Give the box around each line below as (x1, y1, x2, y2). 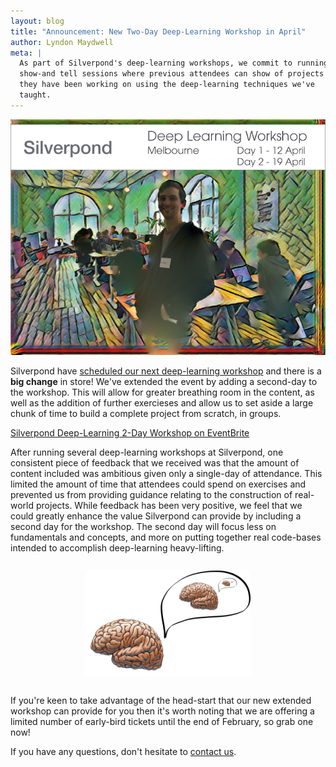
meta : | (10, 48, 43, 58)
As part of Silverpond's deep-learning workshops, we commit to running (19, 58, 329, 69)
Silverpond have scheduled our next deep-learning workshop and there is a (10, 365, 322, 377)
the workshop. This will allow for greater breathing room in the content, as (10, 386, 315, 398)
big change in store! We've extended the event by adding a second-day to (10, 375, 318, 387)
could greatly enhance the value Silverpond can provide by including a (10, 510, 302, 522)
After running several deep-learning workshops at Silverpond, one (10, 446, 284, 458)
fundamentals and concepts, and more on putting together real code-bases (10, 531, 322, 543)
